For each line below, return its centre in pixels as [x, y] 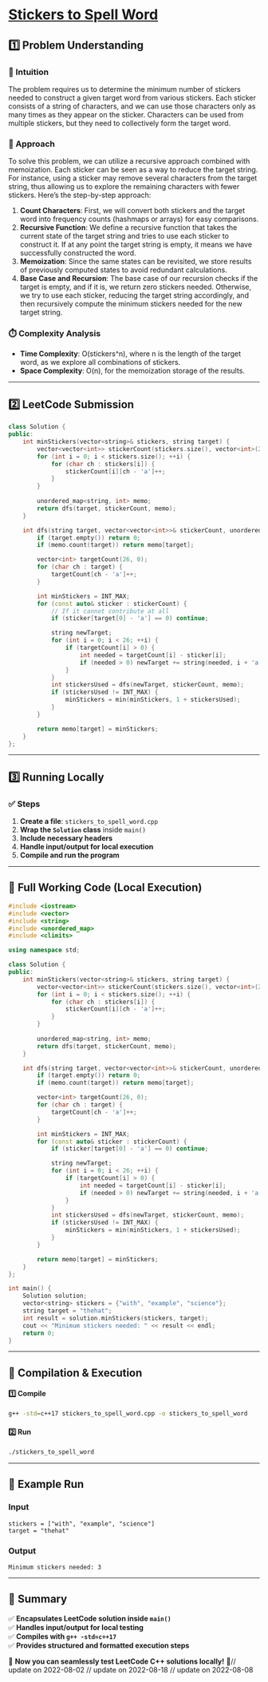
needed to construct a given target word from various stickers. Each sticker [132, 97]
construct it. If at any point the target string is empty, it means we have [136, 244]
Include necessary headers [66, 838]
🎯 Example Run [46, 1484]
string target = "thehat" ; [67, 1311]
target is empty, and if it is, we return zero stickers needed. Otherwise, [136, 287]
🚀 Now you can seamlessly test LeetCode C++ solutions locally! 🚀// [122, 1661]
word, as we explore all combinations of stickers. [100, 362]
